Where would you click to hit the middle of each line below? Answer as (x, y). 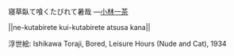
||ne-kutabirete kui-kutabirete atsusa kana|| (79, 27)
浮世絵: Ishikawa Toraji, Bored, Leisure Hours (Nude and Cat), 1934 (118, 43)
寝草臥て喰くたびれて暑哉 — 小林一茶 (68, 11)
